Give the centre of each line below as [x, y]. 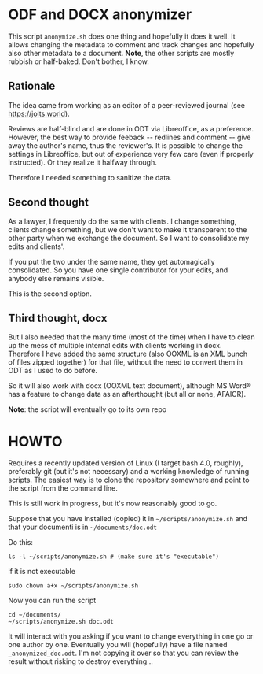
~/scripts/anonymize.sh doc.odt [61, 622]
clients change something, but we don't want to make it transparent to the [128, 229]
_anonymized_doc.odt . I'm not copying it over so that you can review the [123, 653]
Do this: [21, 543]
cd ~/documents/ [35, 615]
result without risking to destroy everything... [80, 661]
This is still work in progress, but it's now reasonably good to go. [113, 504]
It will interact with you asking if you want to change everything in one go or [131, 636]
